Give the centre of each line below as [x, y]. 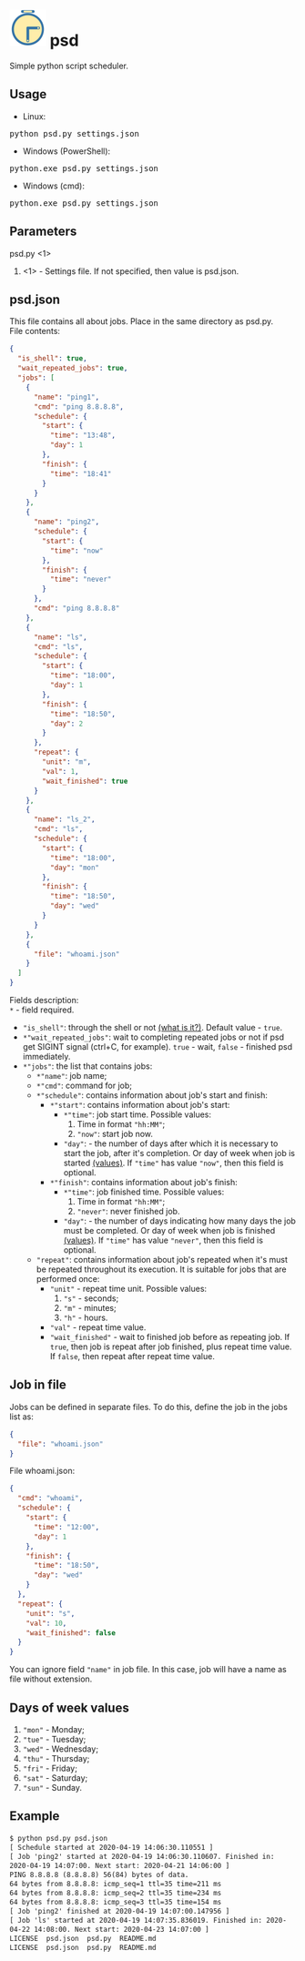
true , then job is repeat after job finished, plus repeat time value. [171, 1346]
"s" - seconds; [91, 1298]
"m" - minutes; [90, 1308]
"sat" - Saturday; [55, 1778]
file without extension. [51, 1679]
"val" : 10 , [46, 1623]
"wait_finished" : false [71, 1633]
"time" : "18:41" [81, 473]
